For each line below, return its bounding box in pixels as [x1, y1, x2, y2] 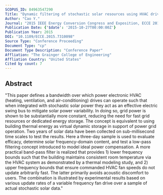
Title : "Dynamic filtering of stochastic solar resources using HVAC [5, 12, 149, 17]
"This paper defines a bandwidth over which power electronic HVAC [5, 92, 142, 98]
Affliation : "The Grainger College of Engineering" [5, 52, 112, 57]
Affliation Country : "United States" [5, 57, 81, 62]
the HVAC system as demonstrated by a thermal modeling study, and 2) [5, 159, 148, 165]
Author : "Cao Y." [5, 16, 40, 21]
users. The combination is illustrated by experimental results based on [5, 175, 146, 180]
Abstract [5, 79, 33, 88]
